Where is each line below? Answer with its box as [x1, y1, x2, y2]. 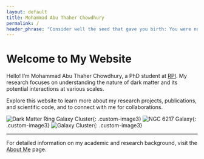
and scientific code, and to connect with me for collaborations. [6, 104, 163, 111]
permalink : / [6, 20, 39, 26]
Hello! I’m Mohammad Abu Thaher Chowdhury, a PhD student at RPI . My [6, 72, 187, 80]
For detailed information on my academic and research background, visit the [6, 140, 197, 147]
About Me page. [6, 146, 47, 153]
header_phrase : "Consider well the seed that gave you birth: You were [6, 26, 191, 32]
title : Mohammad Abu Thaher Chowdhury [6, 15, 104, 21]
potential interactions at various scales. [6, 85, 104, 93]
